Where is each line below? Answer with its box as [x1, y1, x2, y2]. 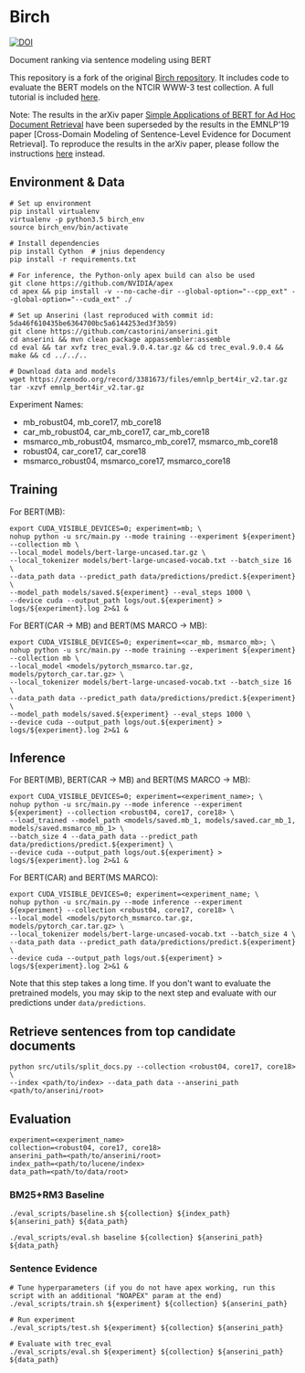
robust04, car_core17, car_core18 [22, 445, 147, 456]
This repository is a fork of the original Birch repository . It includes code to [9, 71, 289, 83]
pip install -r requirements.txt [9, 254, 137, 264]
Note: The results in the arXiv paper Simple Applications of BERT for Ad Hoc [9, 109, 296, 120]
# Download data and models [9, 367, 117, 376]
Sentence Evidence [9, 1262, 98, 1275]
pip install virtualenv [9, 207, 100, 216]
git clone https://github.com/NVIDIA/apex [9, 279, 174, 288]
